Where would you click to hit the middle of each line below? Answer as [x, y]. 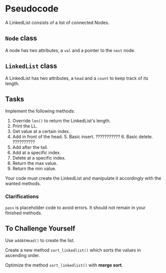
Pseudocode [32, 9]
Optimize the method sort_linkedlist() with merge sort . [64, 265]
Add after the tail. [30, 147]
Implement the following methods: [40, 111]
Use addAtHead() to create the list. [40, 240]
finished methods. [24, 212]
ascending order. [23, 255]
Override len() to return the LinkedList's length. [62, 121]
